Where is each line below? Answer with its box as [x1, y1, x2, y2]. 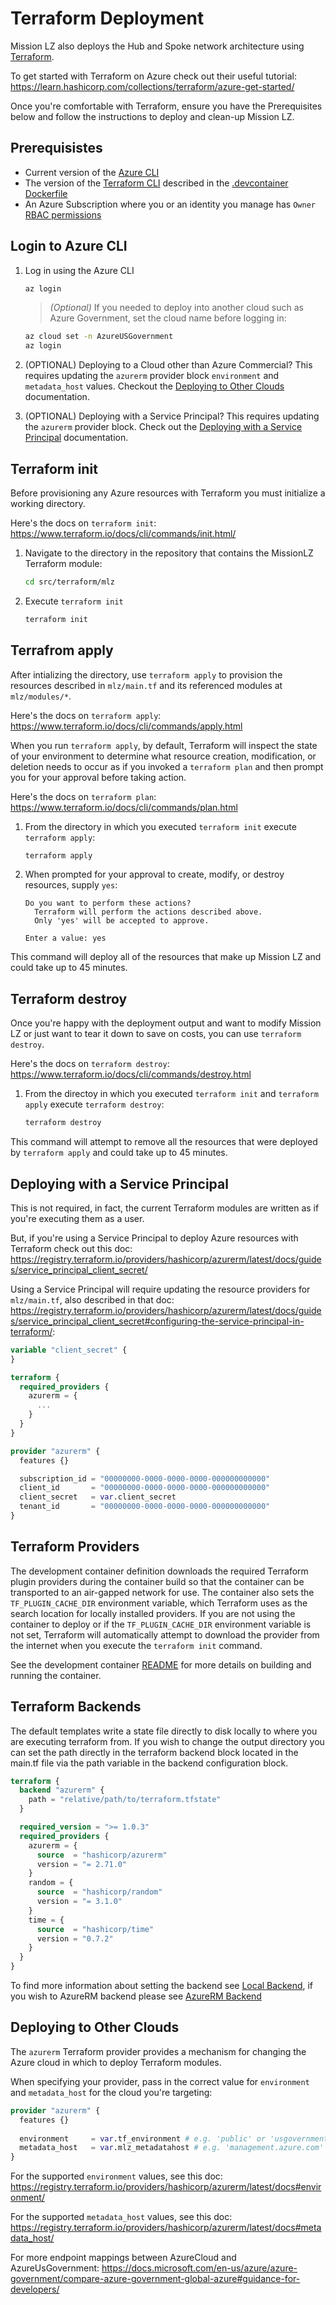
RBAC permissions [24, 208, 102, 221]
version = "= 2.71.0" [36, 1859, 128, 1869]
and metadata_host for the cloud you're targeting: [10, 2086, 213, 2098]
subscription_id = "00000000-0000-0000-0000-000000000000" [19, 1473, 271, 1484]
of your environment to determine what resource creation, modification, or [10, 750, 317, 762]
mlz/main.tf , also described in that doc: [10, 1293, 175, 1306]
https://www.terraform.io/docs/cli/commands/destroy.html [10, 1068, 252, 1081]
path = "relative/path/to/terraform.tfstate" [28, 1795, 222, 1805]
